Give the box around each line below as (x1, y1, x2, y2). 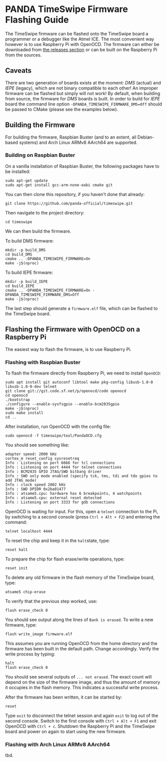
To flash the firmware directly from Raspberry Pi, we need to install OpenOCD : (5, 370, 161, 376)
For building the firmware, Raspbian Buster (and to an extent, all (5, 134, 136, 140)
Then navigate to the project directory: (5, 209, 85, 215)
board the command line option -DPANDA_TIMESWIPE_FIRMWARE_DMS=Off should (5, 101, 162, 107)
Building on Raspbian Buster (5, 151, 75, 158)
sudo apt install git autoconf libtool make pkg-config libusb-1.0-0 (5, 379, 153, 384)
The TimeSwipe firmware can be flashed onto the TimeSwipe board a (5, 30, 148, 36)
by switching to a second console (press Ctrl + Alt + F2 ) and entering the (5, 513, 160, 519)
